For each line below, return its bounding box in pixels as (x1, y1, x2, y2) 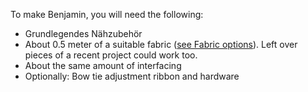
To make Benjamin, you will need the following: (10, 9, 204, 20)
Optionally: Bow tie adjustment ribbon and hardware (24, 70, 240, 82)
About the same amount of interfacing (24, 60, 182, 71)
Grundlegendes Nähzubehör (24, 28, 143, 39)
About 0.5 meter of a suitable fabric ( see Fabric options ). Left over (24, 39, 298, 50)
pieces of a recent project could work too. (24, 49, 198, 61)
